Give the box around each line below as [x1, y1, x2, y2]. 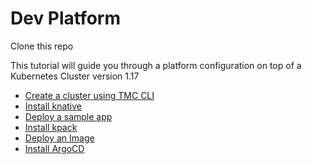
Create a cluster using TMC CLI [24, 89, 155, 101]
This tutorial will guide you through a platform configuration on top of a [10, 59, 302, 71]
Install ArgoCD [24, 142, 85, 154]
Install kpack [24, 121, 78, 133]
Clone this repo [10, 40, 74, 52]
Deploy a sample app [24, 110, 113, 122]
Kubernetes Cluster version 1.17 [10, 70, 140, 82]
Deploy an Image [24, 132, 95, 144]
